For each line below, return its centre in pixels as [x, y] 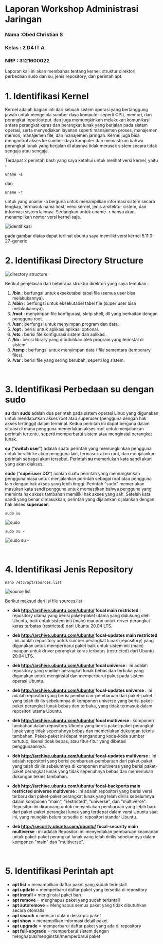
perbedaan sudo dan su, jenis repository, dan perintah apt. [64, 76]
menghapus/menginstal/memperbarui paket [56, 936]
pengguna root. [27, 319]
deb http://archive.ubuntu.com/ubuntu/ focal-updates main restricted [85, 635]
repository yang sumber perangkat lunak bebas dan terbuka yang [78, 671]
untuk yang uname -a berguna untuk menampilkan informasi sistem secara [80, 202]
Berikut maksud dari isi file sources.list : [45, 601]
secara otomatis [28, 910]
